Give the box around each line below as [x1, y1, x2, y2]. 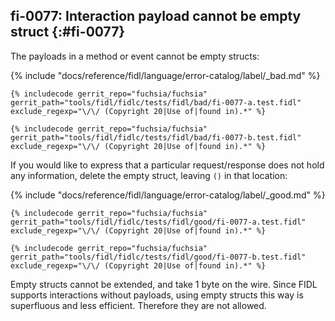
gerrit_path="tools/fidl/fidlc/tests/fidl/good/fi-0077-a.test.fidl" [10, 217, 307, 227]
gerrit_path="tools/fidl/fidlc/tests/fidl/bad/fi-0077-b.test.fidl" [10, 132, 302, 143]
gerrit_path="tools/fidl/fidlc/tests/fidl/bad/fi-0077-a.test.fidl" [10, 97, 302, 108]
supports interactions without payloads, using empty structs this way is [10, 289, 304, 301]
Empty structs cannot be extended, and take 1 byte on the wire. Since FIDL [10, 278, 318, 290]
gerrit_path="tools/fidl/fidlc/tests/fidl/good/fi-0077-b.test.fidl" [10, 252, 307, 262]
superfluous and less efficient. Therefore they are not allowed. [10, 299, 267, 311]
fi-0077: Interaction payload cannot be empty [10, 8, 302, 25]
